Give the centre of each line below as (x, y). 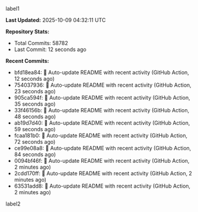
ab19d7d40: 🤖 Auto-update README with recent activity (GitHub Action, (102, 123)
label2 (13, 204)
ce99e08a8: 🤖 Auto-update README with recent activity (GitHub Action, (103, 148)
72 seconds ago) (35, 142)
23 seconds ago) (35, 91)
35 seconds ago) (35, 104)
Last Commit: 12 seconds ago (50, 49)
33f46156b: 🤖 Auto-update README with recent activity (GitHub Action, (102, 110)
